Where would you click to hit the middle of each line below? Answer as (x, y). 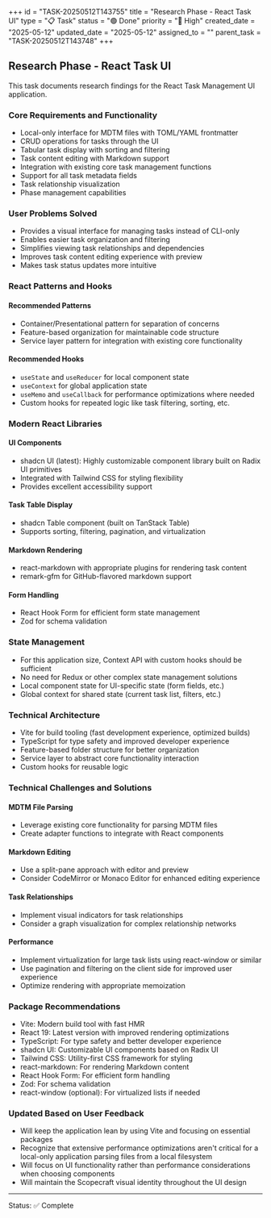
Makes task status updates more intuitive (88, 265)
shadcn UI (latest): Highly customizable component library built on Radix (140, 461)
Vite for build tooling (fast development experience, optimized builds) (135, 732)
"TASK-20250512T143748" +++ (61, 41)
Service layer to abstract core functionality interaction (109, 758)
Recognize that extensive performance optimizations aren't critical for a (139, 1148)
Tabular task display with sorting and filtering (95, 150)
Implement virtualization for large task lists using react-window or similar (141, 960)
